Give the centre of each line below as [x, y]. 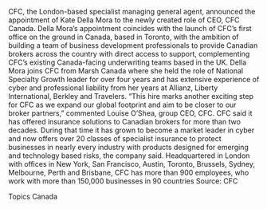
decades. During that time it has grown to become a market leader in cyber [132, 130]
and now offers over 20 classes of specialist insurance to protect [115, 138]
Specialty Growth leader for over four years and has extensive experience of [134, 79]
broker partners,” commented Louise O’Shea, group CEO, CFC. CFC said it [130, 113]
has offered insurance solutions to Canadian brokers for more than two [125, 122]
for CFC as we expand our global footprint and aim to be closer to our [122, 104]
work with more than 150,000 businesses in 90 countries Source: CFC [123, 181]
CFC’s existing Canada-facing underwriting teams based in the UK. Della [128, 62]
